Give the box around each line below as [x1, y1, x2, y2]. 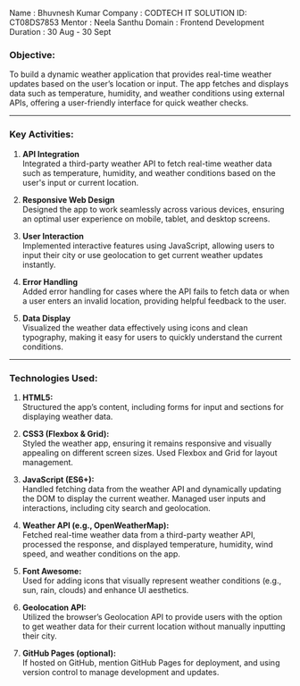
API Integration [21, 148, 80, 159]
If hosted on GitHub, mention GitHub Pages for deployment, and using [21, 657, 280, 668]
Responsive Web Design [21, 194, 115, 205]
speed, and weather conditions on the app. [21, 548, 181, 559]
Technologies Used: [9, 372, 98, 384]
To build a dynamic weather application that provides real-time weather [9, 69, 272, 79]
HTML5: [21, 392, 54, 403]
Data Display [21, 313, 71, 323]
